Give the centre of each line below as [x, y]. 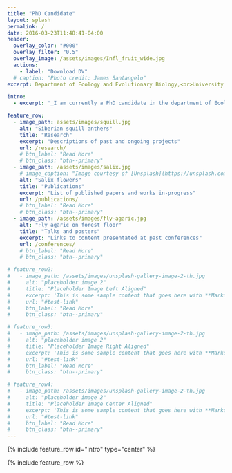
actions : [26, 65]
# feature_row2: [30, 270]
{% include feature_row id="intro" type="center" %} [81, 449]
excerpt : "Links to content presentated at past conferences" [111, 238]
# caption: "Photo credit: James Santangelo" [80, 78]
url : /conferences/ [48, 244]
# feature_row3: [30, 327]
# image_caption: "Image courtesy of [74, 174]
